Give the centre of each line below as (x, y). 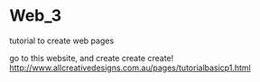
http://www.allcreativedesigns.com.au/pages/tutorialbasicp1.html (130, 68)
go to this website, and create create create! (92, 58)
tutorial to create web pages (62, 41)
